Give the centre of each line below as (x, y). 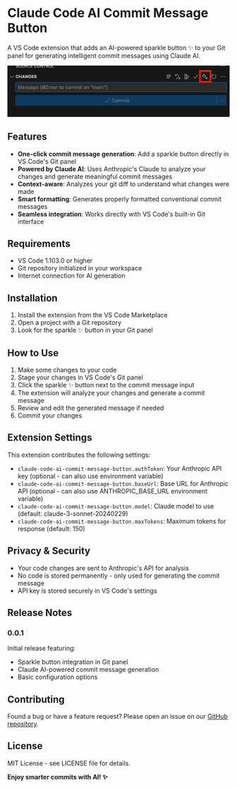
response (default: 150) (51, 528)
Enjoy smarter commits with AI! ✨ (57, 777)
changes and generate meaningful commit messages (95, 176)
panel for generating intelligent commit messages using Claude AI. (104, 55)
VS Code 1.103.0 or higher (55, 261)
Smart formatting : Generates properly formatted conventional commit (120, 199)
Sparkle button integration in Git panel (73, 662)
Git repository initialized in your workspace (80, 268)
